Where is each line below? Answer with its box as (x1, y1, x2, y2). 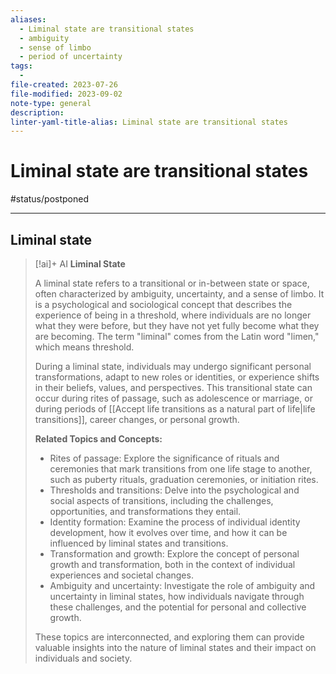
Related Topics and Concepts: (34, 433, 163, 445)
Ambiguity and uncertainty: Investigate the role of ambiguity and (49, 580, 316, 591)
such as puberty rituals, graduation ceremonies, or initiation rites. (49, 474, 319, 485)
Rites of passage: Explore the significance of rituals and (49, 452, 280, 464)
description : (10, 107, 65, 118)
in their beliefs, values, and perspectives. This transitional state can (34, 382, 313, 393)
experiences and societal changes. (49, 569, 194, 581)
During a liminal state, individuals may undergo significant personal (34, 361, 312, 372)
